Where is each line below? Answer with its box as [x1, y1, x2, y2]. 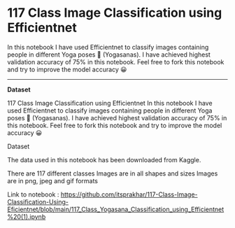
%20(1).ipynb [7, 212, 46, 221]
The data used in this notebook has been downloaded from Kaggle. [7, 155, 201, 164]
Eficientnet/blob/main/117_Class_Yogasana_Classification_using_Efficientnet [7, 205, 225, 213]
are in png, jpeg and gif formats [7, 176, 98, 185]
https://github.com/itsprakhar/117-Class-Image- [60, 190, 198, 199]
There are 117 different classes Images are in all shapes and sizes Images [7, 169, 218, 178]
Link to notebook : [7, 190, 59, 199]
